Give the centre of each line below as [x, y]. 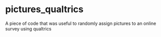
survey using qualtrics [28, 28]
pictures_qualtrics [44, 9]
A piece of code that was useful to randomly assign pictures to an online [81, 23]
